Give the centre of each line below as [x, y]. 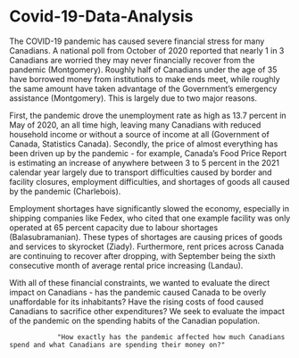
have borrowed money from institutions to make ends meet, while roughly [145, 79]
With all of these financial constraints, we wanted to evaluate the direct [140, 282]
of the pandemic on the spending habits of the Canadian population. [135, 321]
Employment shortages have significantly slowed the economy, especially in [149, 208]
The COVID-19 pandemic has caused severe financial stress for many [137, 41]
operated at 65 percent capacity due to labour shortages [114, 227]
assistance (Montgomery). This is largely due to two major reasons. [133, 98]
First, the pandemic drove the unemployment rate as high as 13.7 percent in [148, 115]
